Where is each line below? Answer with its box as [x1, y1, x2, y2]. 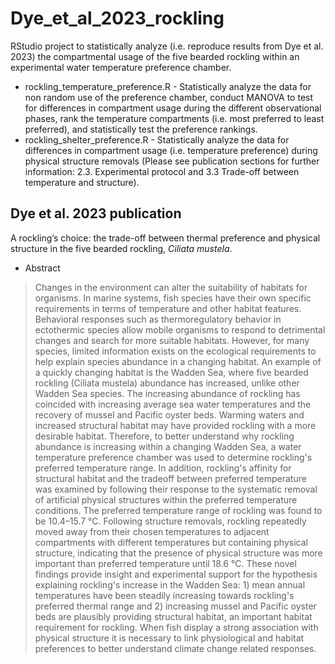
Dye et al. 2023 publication [10, 205, 182, 222]
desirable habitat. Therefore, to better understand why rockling [34, 430, 295, 442]
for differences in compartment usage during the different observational [24, 102, 322, 114]
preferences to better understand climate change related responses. [34, 642, 317, 654]
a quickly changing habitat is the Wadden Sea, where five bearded [34, 366, 309, 378]
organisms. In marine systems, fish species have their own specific [34, 292, 312, 304]
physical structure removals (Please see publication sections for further [24, 155, 320, 167]
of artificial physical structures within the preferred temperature [34, 493, 298, 506]
